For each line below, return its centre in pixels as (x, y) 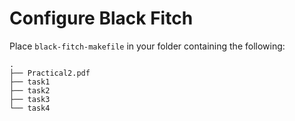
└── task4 (30, 108)
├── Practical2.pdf (50, 73)
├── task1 (30, 82)
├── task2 (30, 90)
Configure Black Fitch (101, 18)
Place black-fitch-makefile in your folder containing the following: (147, 46)
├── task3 (30, 99)
